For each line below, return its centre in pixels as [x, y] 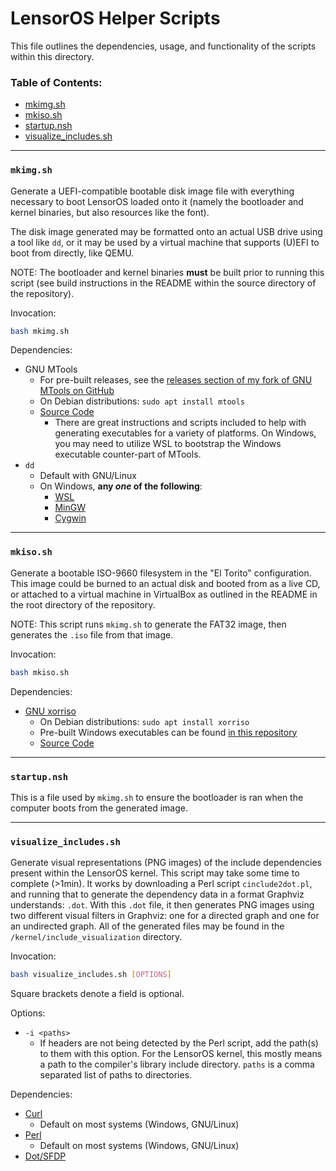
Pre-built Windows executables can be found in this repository [168, 732]
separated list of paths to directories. [116, 1075]
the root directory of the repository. [83, 604]
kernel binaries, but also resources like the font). [110, 212]
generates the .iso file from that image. [92, 634]
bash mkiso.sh [40, 672]
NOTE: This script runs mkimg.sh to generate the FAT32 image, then [148, 624]
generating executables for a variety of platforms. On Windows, [185, 433]
